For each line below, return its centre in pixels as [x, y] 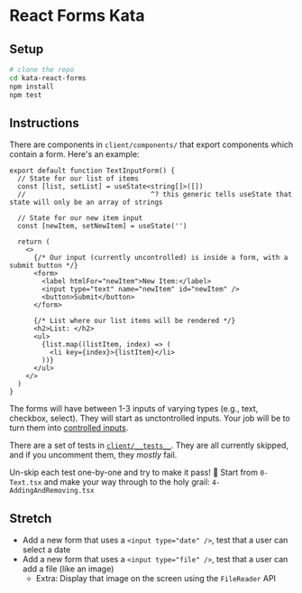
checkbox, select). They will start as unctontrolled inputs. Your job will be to [150, 418]
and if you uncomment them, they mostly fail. [93, 455]
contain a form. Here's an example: [74, 154]
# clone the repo [42, 69]
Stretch [31, 519]
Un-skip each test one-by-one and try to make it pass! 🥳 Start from [134, 473]
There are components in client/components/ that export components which [151, 144]
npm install [32, 87]
